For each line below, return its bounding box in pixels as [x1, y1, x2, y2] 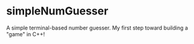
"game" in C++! [6, 30, 45, 37]
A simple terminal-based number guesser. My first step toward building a [6, 24, 189, 31]
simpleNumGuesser [6, 4, 109, 18]
